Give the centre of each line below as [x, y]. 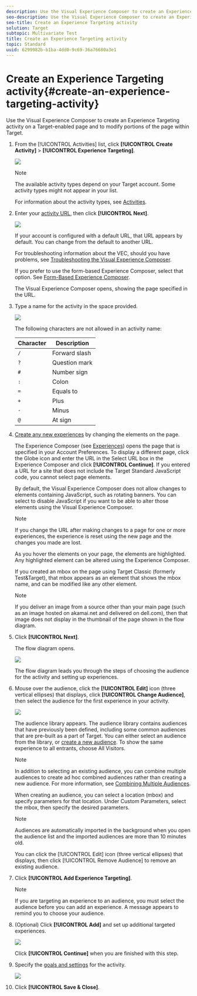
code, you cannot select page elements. [63, 477]
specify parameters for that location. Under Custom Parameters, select [100, 801]
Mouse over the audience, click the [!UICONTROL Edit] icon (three [95, 688]
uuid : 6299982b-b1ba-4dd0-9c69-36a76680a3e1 [61, 50]
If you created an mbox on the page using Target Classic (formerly [95, 571]
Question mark [72, 362]
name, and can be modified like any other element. [76, 584]
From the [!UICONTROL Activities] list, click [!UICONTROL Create [94, 144]
